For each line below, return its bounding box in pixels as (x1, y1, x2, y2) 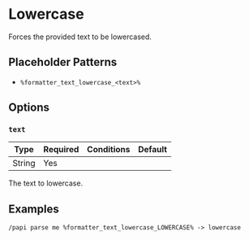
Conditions (86, 144, 131, 155)
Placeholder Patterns (8, 55, 118, 69)
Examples (8, 202, 59, 216)
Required (43, 144, 79, 155)
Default (137, 144, 168, 155)
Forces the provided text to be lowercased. (8, 32, 152, 41)
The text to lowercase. (8, 178, 84, 188)
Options (8, 101, 50, 115)
